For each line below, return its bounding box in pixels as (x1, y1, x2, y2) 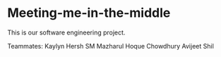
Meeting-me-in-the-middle (7, 5, 171, 21)
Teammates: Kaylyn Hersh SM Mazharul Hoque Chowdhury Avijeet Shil (7, 42, 214, 50)
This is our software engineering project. (7, 28, 126, 37)
